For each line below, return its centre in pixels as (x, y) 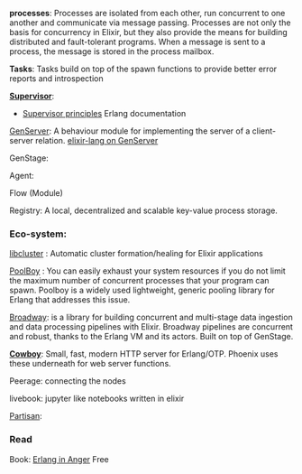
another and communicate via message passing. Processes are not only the (150, 23)
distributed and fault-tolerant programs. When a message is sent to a (137, 42)
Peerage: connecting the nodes (68, 381)
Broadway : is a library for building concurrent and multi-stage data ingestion (151, 317)
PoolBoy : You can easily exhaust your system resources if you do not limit (147, 271)
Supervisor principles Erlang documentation (104, 113)
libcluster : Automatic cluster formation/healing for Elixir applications (136, 254)
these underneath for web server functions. (90, 364)
